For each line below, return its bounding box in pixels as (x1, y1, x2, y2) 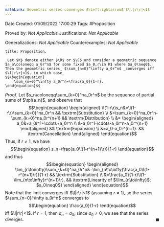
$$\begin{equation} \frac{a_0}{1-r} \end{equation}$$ (28, 203, 136, 208)
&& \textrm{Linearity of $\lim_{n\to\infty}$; (66, 177, 151, 182)
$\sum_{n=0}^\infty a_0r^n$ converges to (5, 195, 89, 201)
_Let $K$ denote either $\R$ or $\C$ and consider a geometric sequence (5, 57, 157, 63)
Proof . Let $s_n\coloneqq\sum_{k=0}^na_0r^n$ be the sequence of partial (5, 91, 154, 98)
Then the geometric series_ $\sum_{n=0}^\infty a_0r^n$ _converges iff (5, 66, 154, 71)
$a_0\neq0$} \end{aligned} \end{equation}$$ (36, 182, 129, 188)
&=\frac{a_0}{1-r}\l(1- (103, 172, 146, 178)
